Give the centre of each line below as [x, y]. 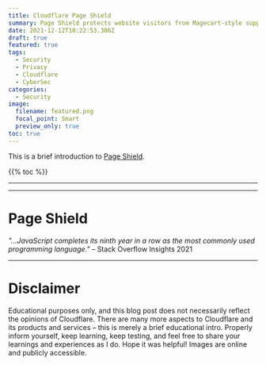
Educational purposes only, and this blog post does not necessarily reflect [129, 310]
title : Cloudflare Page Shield [60, 15]
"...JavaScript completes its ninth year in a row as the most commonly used [132, 240]
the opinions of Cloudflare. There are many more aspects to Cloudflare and [131, 319]
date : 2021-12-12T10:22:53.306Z [61, 30]
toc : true [25, 133]
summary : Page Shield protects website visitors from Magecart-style [125, 23]
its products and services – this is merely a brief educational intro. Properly [131, 327]
